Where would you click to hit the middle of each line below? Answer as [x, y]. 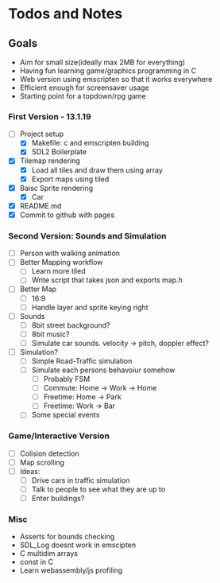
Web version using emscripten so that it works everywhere [116, 79]
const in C [37, 562]
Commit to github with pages [67, 215]
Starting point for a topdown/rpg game [83, 96]
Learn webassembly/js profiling [71, 570]
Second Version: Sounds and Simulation [87, 235]
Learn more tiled [58, 271]
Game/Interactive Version [59, 436]
